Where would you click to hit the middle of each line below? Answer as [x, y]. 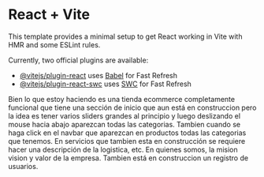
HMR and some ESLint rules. [54, 44]
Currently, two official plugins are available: [78, 60]
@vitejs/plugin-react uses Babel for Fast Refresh [99, 75]
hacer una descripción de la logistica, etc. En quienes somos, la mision [123, 149]
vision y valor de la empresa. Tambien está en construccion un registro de [128, 158]
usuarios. [23, 166]
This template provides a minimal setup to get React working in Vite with [125, 36]
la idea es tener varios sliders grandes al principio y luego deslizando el [125, 115]
